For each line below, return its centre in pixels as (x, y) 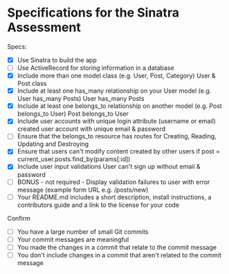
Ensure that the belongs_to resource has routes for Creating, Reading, (117, 136)
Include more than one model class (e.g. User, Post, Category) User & (116, 76)
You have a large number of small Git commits (83, 231)
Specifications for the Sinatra (93, 13)
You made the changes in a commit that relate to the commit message (117, 247)
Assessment (44, 27)
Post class (32, 84)
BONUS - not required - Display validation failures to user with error (113, 182)
